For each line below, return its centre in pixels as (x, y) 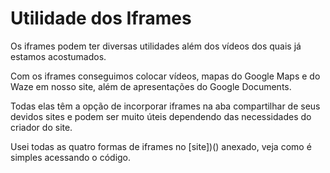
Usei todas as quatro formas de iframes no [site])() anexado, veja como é (161, 146)
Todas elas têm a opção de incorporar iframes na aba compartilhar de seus (165, 106)
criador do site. (41, 127)
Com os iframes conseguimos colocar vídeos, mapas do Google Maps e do (165, 76)
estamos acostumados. (58, 56)
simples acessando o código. (71, 157)
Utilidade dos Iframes (101, 18)
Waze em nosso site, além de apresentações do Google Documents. (151, 86)
